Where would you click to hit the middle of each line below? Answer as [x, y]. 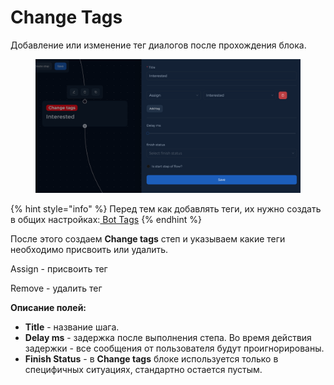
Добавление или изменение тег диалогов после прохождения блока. [158, 45]
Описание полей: [48, 307]
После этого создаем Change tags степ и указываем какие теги [148, 238]
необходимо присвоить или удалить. [89, 249]
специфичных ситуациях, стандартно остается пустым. [143, 369]
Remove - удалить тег [56, 288]
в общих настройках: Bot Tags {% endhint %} [106, 219]
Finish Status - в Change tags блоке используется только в [151, 358]
